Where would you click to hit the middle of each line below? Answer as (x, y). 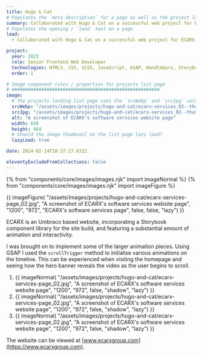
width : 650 (25, 123)
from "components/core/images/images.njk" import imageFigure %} (91, 185)
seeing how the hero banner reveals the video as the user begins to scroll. (98, 265)
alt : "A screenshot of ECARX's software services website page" (94, 118)
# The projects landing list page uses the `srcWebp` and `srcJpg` (98, 101)
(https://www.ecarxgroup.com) (44, 346)
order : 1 (23, 73)
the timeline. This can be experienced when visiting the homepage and (94, 259)
